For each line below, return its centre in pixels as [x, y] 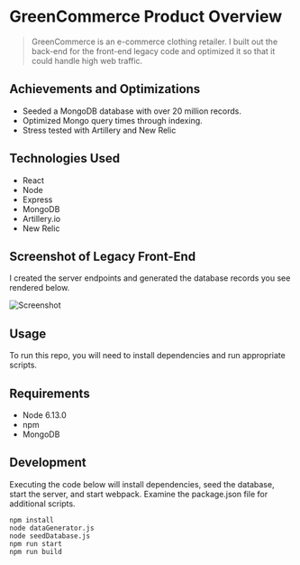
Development [48, 463]
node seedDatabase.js [50, 536]
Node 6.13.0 [44, 415]
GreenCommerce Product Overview [146, 17]
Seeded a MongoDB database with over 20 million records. [132, 111]
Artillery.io [41, 218]
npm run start [36, 543]
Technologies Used [64, 158]
